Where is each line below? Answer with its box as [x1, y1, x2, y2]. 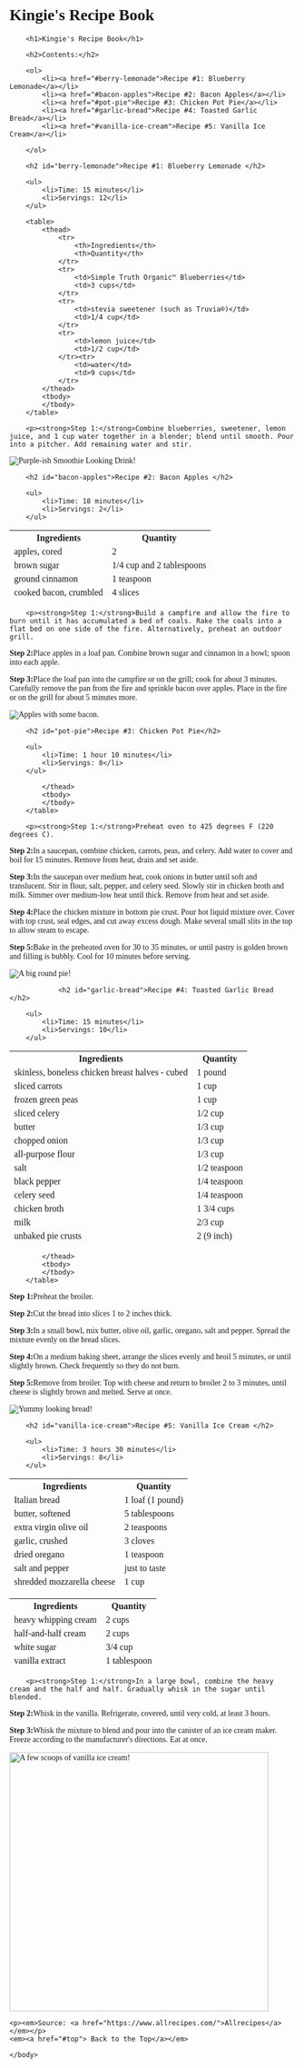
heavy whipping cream [14, 1614, 97, 1625]
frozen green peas [14, 1094, 79, 1105]
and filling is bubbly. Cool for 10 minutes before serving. [9, 951, 191, 961]
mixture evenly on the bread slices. [9, 1335, 121, 1345]
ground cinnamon [14, 573, 79, 584]
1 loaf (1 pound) [123, 1494, 184, 1505]
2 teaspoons [123, 1521, 168, 1532]
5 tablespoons [123, 1507, 175, 1518]
